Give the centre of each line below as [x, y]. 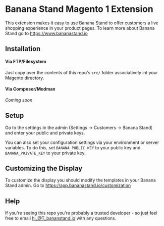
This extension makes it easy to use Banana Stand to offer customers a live [82, 23]
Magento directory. [25, 78]
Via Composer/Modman [30, 89]
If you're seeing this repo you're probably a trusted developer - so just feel [81, 213]
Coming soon [19, 100]
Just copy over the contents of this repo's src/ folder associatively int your [82, 72]
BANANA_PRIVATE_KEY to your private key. [45, 153]
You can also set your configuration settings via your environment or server [82, 142]
